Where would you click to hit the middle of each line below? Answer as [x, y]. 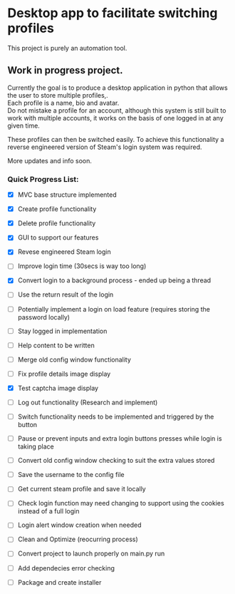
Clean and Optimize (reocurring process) [78, 539]
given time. [24, 126]
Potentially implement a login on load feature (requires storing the [114, 309]
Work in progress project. [65, 70]
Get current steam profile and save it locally [82, 489]
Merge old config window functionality [74, 359]
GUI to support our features [58, 237]
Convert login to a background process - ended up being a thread [114, 280]
